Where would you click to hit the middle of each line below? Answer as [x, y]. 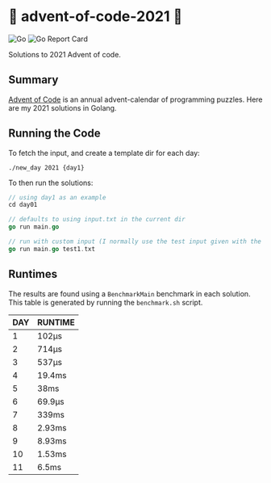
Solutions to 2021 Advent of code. [65, 54]
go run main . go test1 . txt [52, 249]
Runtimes [33, 274]
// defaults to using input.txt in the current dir [97, 220]
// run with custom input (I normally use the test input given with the [135, 241]
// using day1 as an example [57, 197]
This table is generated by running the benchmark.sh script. [106, 302]
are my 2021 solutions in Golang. [63, 107]
